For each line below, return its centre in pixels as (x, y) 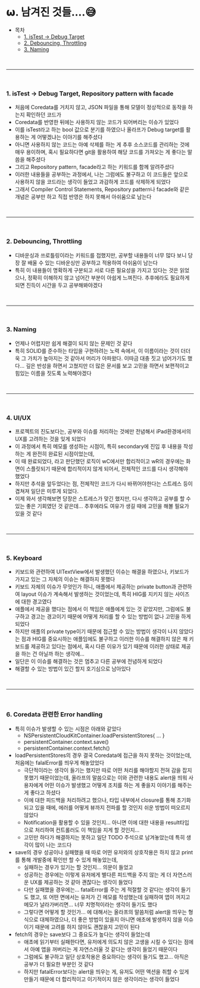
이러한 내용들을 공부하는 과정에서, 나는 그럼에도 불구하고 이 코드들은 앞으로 (101, 174)
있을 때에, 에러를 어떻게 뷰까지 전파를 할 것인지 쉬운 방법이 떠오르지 (112, 807)
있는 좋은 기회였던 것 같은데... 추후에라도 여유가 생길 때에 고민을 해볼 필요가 (102, 506)
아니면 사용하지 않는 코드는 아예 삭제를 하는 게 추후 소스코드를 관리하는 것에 (102, 144)
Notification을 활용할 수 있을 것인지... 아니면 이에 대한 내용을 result (101, 822)
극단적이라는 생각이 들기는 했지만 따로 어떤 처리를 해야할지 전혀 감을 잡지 (108, 770)
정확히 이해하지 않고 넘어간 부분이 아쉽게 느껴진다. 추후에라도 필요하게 (109, 278)
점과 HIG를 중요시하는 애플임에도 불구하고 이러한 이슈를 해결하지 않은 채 (104, 639)
